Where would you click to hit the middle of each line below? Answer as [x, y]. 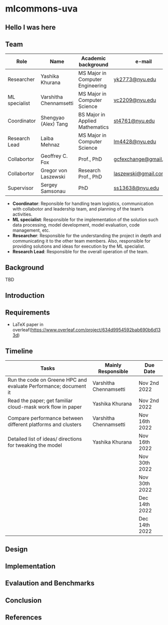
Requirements [27, 312]
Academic [93, 58]
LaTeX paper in [28, 325]
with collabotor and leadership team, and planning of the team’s [78, 209]
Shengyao [53, 118]
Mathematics [93, 127]
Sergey [49, 185]
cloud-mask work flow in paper [45, 407]
